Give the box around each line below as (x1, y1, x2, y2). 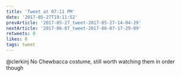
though (6, 64, 24, 71)
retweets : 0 (6, 31, 35, 37)
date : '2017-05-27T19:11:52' (6, 14, 78, 20)
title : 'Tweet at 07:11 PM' (6, 8, 76, 15)
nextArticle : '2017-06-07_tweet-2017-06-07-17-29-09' (6, 25, 142, 31)
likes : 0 (6, 36, 28, 42)
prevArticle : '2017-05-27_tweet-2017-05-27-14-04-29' (6, 20, 142, 25)
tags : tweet (6, 42, 35, 48)
